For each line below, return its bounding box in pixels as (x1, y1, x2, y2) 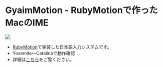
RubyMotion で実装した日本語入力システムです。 (12, 43, 112, 50)
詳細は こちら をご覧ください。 (12, 56, 74, 62)
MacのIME (5, 17, 49, 28)
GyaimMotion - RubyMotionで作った (5, 4, 158, 16)
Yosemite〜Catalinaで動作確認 (12, 50, 75, 56)
